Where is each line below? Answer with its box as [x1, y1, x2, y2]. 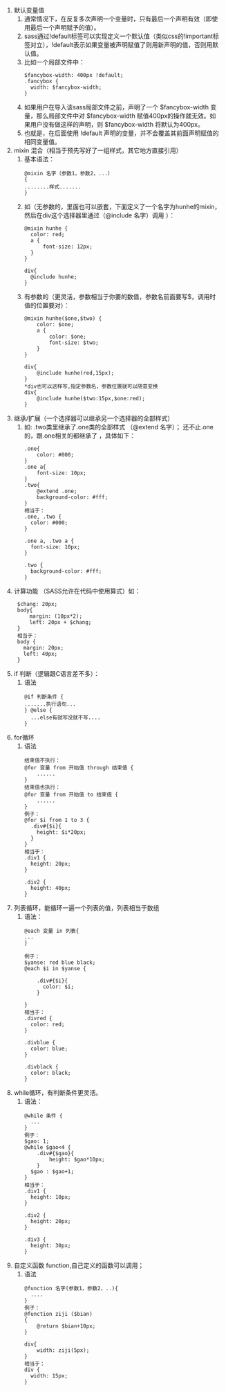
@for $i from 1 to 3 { [23, 817, 90, 823]
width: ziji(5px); [37, 1347, 90, 1354]
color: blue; [30, 1045, 68, 1052]
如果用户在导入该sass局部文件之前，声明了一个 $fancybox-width [23, 103, 209, 111]
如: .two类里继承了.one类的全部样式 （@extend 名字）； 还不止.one [23, 423, 214, 431]
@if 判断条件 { [23, 693, 64, 700]
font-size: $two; [48, 339, 99, 346]
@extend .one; [37, 488, 77, 494]
